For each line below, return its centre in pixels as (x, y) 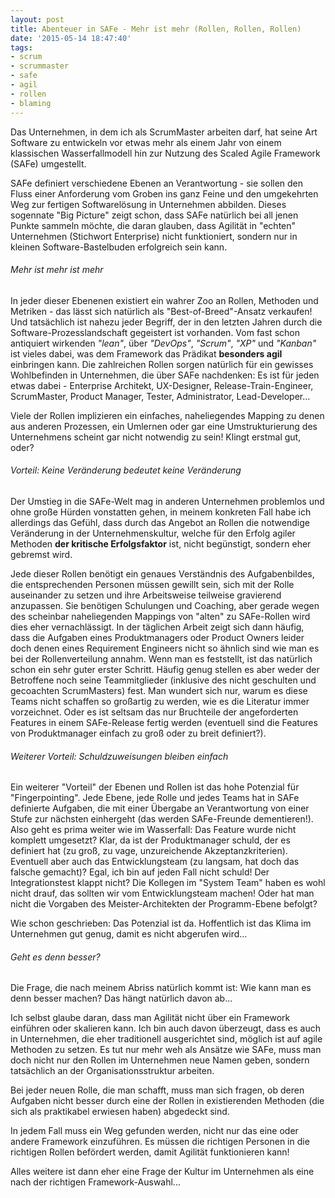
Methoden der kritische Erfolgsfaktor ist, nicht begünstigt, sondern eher (161, 543)
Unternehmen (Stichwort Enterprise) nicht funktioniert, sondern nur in (154, 236)
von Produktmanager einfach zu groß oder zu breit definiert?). (138, 733)
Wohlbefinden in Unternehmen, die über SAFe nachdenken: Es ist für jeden (165, 375)
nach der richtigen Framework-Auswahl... (95, 1182)
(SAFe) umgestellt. (48, 163)
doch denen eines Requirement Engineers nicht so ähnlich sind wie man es (165, 648)
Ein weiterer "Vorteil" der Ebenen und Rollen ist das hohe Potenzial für (155, 787)
